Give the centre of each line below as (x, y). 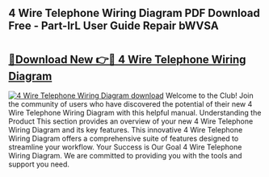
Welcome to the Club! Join (209, 95)
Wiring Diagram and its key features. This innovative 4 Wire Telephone (126, 130)
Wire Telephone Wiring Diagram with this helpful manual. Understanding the (135, 113)
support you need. (39, 164)
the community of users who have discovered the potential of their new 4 (130, 104)
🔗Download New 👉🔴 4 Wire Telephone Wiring (127, 59)
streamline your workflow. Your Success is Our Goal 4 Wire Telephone (125, 147)
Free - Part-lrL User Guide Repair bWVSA (114, 26)
